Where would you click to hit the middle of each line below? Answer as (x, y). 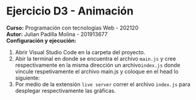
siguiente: (27, 78)
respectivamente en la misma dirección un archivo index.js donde (98, 65)
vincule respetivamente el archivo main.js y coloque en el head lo (97, 71)
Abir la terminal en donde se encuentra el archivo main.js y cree (95, 58)
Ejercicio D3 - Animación (70, 11)
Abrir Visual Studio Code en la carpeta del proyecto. (80, 52)
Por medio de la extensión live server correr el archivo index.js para (103, 84)
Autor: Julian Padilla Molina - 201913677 (57, 34)
